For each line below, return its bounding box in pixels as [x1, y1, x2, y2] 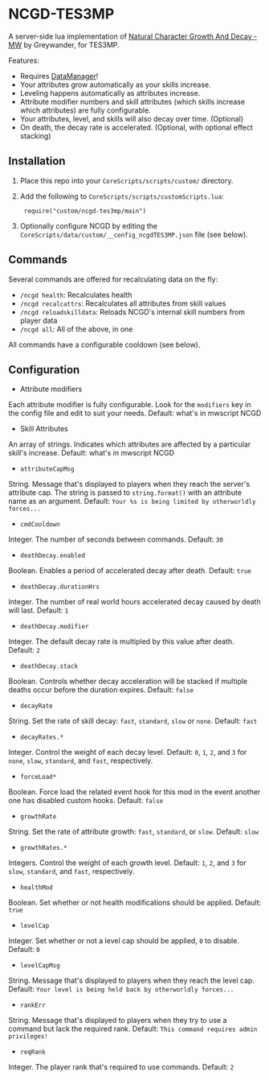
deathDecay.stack [19, 662, 79, 670]
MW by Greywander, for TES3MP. [8, 39, 120, 49]
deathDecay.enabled [19, 552, 86, 560]
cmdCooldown [19, 521, 60, 529]
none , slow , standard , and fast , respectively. [8, 756, 153, 765]
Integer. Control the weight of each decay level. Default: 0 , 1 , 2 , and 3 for [8, 748, 247, 757]
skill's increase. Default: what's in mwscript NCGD [8, 448, 175, 458]
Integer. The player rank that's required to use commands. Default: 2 [8, 1062, 234, 1072]
